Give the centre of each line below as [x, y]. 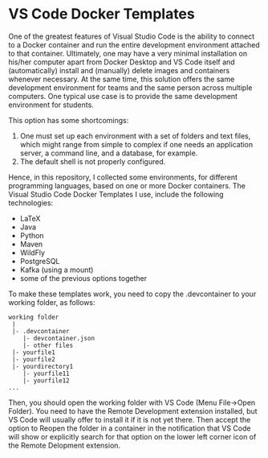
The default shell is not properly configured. [93, 161]
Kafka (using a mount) [57, 270]
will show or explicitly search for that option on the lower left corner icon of [132, 436]
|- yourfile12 [46, 380]
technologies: [31, 203]
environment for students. [51, 105]
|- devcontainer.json [59, 338]
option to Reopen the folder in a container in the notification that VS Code [130, 428]
